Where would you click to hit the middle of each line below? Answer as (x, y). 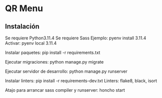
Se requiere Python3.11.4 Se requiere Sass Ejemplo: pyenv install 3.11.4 (76, 38)
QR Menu (24, 8)
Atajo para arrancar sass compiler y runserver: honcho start (65, 90)
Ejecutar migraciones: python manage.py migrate (54, 62)
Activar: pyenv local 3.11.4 (31, 43)
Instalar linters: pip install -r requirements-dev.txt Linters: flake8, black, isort (81, 81)
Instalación (22, 26)
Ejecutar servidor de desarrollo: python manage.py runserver (66, 71)
